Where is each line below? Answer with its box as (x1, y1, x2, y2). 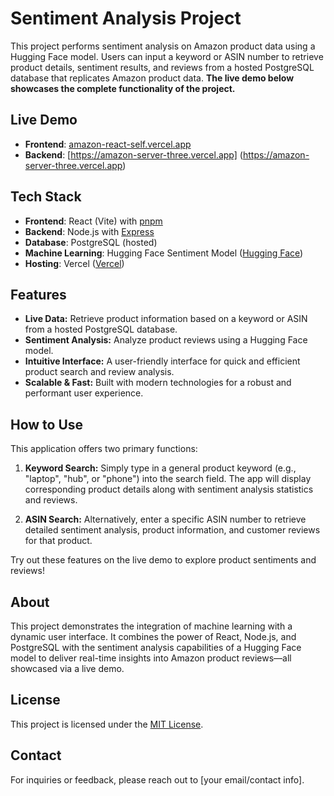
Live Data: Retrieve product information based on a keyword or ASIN (24, 313, 308, 325)
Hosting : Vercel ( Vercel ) (24, 257, 125, 269)
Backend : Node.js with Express (24, 225, 155, 237)
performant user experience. (24, 387, 144, 399)
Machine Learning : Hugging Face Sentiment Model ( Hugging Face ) (24, 247, 304, 259)
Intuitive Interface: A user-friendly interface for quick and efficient (24, 355, 301, 367)
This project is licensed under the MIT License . (10, 718, 204, 730)
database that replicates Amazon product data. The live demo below (10, 72, 295, 84)
